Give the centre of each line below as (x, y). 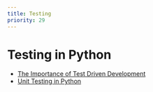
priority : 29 (26, 20)
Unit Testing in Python (49, 82)
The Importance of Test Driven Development (81, 74)
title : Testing (29, 14)
